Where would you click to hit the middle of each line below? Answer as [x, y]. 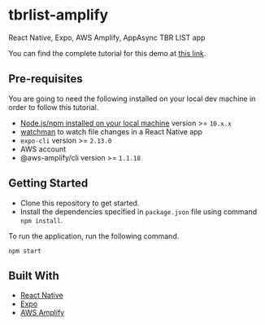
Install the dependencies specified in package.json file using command [139, 211]
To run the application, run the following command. [94, 236]
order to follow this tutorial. [54, 107]
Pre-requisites [46, 79]
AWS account [43, 149]
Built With [34, 276]
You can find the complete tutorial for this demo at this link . [107, 53]
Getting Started [48, 184]
